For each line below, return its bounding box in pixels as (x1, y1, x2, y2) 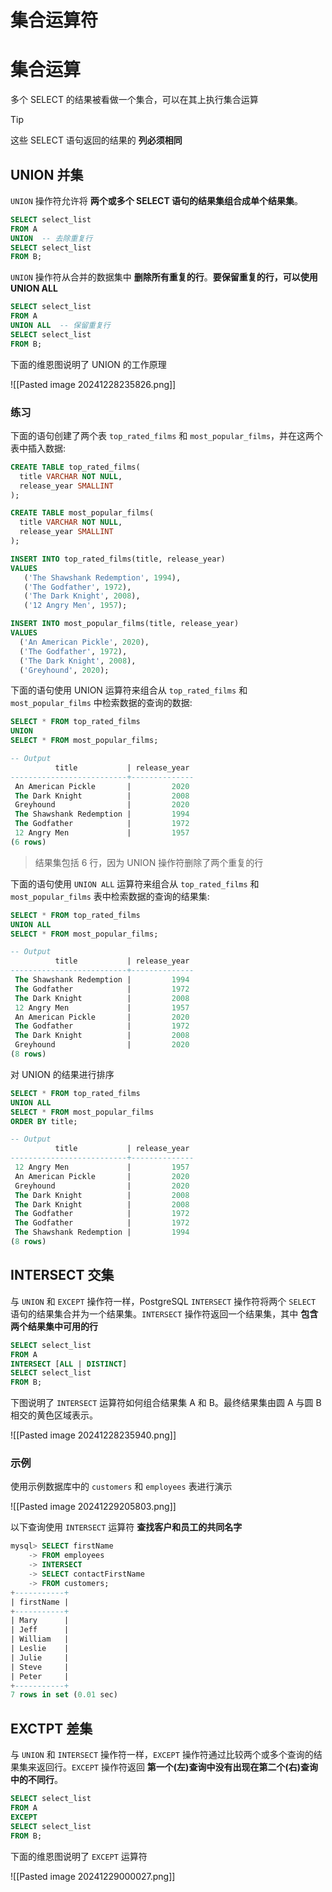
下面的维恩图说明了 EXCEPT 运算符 (10, 1850, 148, 1862)
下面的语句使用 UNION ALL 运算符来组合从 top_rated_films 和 (10, 877, 260, 890)
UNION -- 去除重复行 (10, 233, 93, 243)
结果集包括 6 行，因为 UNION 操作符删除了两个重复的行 (34, 856, 264, 868)
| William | (10, 1634, 70, 1645)
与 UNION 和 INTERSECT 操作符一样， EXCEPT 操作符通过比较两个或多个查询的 (10, 1749, 314, 1761)
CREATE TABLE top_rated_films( (10, 462, 141, 472)
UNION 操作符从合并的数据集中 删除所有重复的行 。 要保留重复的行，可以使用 (10, 271, 318, 283)
